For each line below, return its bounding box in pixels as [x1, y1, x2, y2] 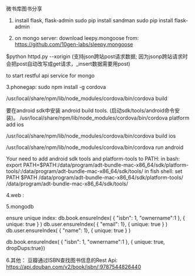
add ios [6, 121, 25, 128]
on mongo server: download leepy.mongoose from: [14, 35, 139, 41]
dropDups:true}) [6, 245, 46, 251]
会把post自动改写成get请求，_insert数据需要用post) [6, 61, 130, 67]
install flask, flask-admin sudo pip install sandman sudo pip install [14, 17, 173, 24]
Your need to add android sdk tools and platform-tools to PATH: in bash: [6, 155, 180, 162]
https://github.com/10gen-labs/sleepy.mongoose [14, 41, 133, 48]
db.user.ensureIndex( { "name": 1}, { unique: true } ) [6, 227, 131, 234]
